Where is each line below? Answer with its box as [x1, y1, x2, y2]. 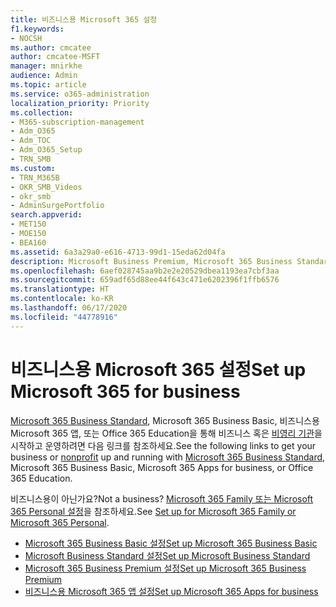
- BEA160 [10, 237, 47, 248]
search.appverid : [10, 210, 83, 220]
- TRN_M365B [10, 172, 60, 183]
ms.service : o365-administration [10, 89, 150, 99]
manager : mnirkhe [10, 61, 83, 71]
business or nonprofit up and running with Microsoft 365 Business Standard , [10, 451, 326, 463]
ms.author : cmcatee [10, 42, 92, 53]
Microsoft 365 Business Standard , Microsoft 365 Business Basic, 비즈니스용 [10, 414, 320, 426]
